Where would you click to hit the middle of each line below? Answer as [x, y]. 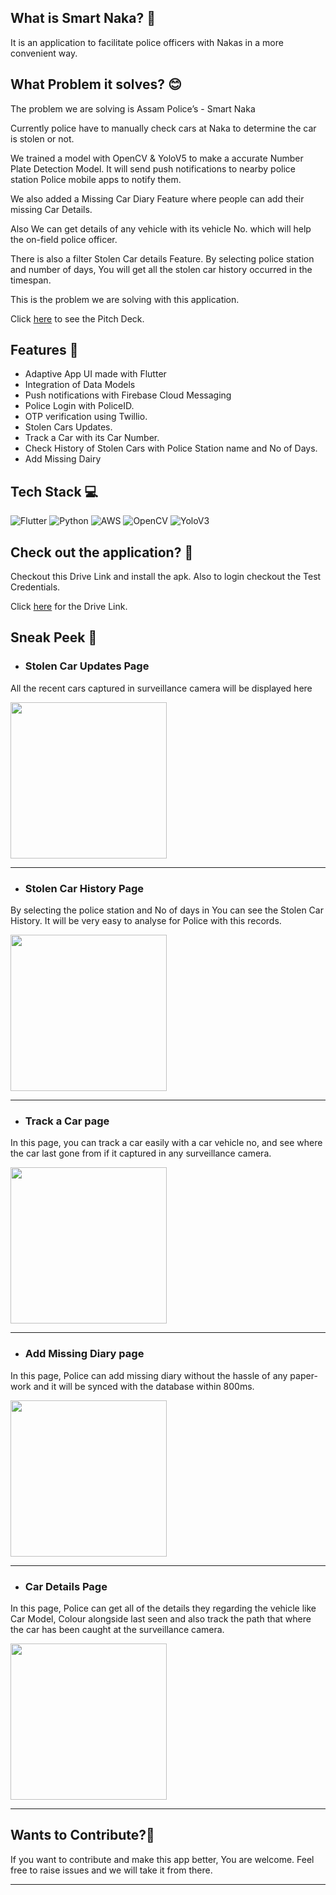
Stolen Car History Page [84, 888]
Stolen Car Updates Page [87, 666]
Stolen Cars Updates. [68, 427]
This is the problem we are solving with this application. [125, 299]
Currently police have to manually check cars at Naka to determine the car [163, 128]
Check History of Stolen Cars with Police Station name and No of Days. [171, 448]
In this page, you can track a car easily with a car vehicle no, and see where [166, 1143]
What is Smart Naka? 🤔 [83, 18]
